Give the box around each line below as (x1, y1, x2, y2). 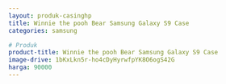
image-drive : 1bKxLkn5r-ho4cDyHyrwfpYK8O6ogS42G (8, 56, 175, 64)
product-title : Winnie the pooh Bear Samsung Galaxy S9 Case (8, 49, 219, 57)
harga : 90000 (8, 63, 52, 72)
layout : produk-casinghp (8, 11, 92, 20)
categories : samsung (8, 26, 78, 34)
